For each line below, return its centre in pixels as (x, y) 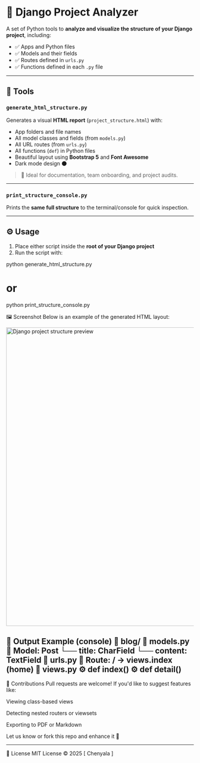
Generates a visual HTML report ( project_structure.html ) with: (84, 120)
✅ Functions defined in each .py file (59, 67)
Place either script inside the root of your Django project (85, 246)
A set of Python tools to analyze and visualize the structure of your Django (99, 29)
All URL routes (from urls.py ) (51, 144)
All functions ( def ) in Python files (55, 150)
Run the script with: (39, 253)
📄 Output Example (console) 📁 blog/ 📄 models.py (98, 642)
